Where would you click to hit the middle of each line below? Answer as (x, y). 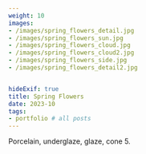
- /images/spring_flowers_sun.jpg (66, 38)
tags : (17, 111)
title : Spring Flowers (46, 97)
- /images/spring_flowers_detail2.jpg (73, 68)
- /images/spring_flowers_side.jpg (68, 61)
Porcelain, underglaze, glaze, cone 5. (69, 141)
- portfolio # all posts (50, 119)
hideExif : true (34, 89)
